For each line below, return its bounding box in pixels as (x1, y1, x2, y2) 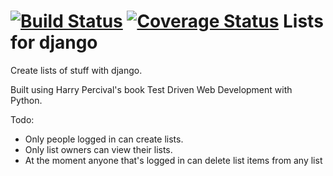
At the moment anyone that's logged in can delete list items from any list (24, 154, 323, 166)
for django (10, 31, 98, 54)
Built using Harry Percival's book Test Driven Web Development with (10, 83, 293, 95)
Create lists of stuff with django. (10, 64, 143, 76)
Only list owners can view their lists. (24, 143, 173, 155)
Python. (10, 94, 43, 106)
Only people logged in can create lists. (24, 133, 184, 145)
